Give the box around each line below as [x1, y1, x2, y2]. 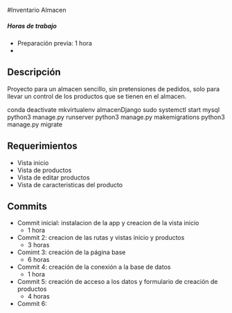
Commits [7, 200, 47, 212]
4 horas [27, 292, 50, 301]
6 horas [27, 256, 50, 264]
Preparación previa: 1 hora [17, 39, 92, 47]
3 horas [27, 241, 50, 249]
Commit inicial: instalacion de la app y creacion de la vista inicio [17, 219, 199, 227]
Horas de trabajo [7, 21, 57, 30]
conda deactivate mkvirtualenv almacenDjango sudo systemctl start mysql [7, 105, 220, 113]
